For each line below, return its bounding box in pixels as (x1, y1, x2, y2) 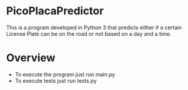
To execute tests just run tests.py (14, 77, 97, 84)
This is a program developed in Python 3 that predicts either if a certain (6, 24, 183, 31)
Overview (6, 51, 56, 65)
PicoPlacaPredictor (6, 4, 104, 18)
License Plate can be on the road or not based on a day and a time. (6, 30, 172, 37)
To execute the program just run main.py (14, 70, 116, 78)
